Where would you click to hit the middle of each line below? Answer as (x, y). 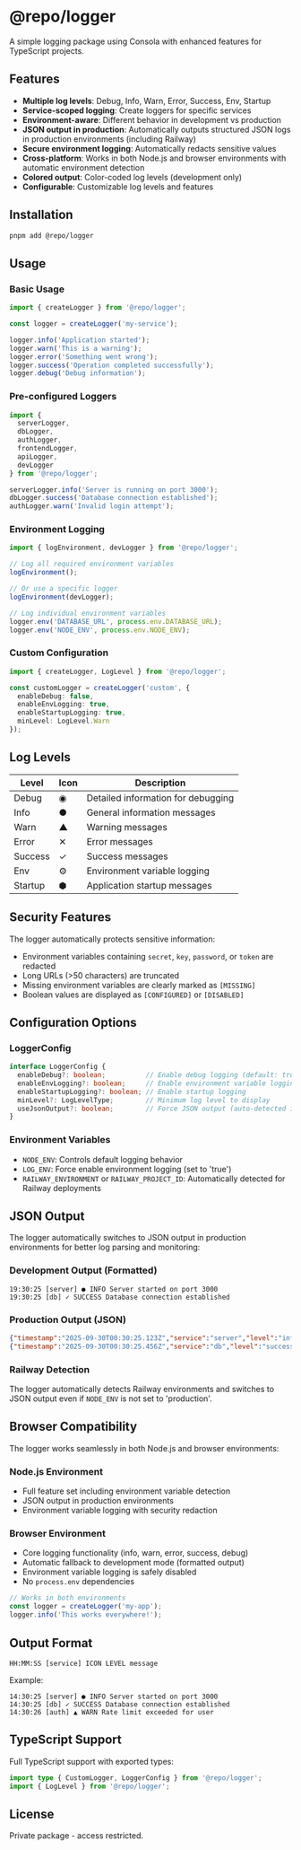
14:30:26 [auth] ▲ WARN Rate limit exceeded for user (112, 1712)
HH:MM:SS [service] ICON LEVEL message (84, 1663)
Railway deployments (61, 1188)
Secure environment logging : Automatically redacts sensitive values (149, 148)
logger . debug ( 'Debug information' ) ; (77, 373)
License (32, 1814)
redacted (39, 966)
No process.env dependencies (78, 1582)
